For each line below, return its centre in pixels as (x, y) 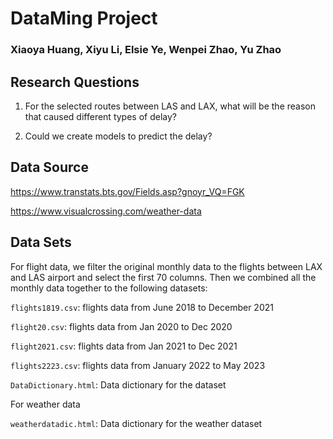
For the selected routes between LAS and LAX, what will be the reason (170, 106)
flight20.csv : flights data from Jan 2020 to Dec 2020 (121, 326)
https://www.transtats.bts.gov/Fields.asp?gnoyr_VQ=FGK (127, 191)
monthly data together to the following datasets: (109, 288)
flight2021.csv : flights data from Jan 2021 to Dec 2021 (124, 346)
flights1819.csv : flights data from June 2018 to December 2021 (142, 307)
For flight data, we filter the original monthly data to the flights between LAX (166, 266)
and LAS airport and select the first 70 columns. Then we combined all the (163, 277)
